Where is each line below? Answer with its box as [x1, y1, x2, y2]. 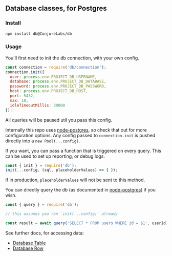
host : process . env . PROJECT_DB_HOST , [10, 89, 88, 94]
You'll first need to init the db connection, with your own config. [5, 55, 139, 61]
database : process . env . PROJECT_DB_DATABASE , [10, 79, 106, 84]
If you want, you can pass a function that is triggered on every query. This [5, 147, 161, 154]
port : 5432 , [10, 93, 36, 99]
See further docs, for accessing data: [5, 230, 84, 236]
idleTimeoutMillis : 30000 [10, 102, 66, 108]
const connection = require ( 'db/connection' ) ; [5, 65, 106, 70]
